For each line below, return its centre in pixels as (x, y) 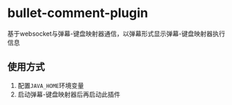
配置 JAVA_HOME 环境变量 (51, 85)
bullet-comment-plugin (78, 13)
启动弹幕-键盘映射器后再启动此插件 (69, 94)
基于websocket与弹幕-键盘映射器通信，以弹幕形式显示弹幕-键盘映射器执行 (116, 33)
